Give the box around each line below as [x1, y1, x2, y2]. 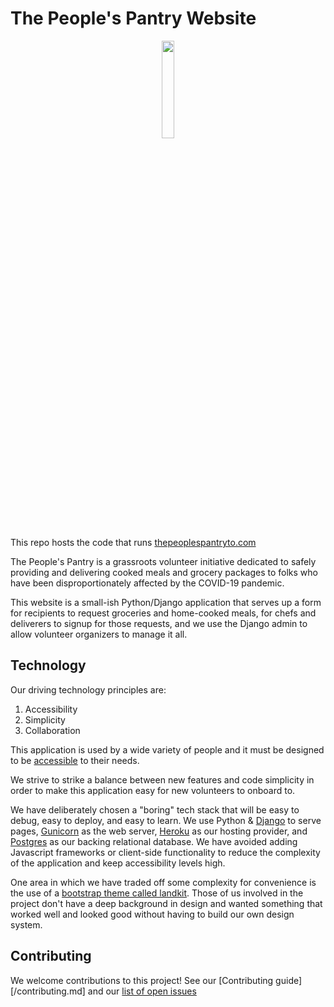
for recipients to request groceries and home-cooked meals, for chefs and [10, 607, 317, 619]
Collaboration [24, 724, 81, 736]
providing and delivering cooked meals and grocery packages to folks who [10, 566, 319, 578]
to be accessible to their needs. [10, 754, 140, 766]
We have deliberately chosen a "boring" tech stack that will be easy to [10, 803, 300, 816]
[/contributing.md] [10, 985, 86, 997]
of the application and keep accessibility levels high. [10, 857, 226, 869]
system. [10, 918, 43, 931]
